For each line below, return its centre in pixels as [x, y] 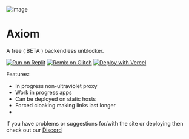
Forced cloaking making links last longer [65, 105]
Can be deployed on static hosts [55, 99]
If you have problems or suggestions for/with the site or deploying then [95, 123]
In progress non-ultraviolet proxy [56, 86]
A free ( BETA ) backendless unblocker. [55, 50]
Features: [18, 74]
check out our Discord [34, 130]
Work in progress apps [43, 92]
